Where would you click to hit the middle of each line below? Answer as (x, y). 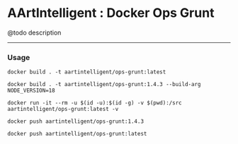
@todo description (34, 32)
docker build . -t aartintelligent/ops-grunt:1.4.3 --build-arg (104, 85)
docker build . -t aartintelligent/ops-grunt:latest (87, 72)
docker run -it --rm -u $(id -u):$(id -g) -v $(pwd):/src (95, 103)
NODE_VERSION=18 (31, 91)
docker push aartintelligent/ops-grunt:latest (77, 134)
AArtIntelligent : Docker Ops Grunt (111, 13)
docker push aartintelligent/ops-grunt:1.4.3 (75, 121)
